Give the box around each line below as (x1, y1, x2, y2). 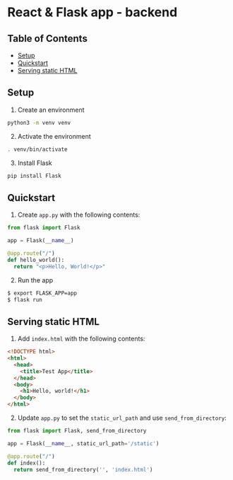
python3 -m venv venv (7, 119, 71, 126)
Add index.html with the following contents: (17, 334, 145, 343)
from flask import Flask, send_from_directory (7, 428, 147, 435)
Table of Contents (7, 33, 88, 45)
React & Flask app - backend (7, 4, 178, 21)
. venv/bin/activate (7, 146, 68, 153)
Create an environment (17, 105, 85, 114)
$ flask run (7, 296, 42, 303)
